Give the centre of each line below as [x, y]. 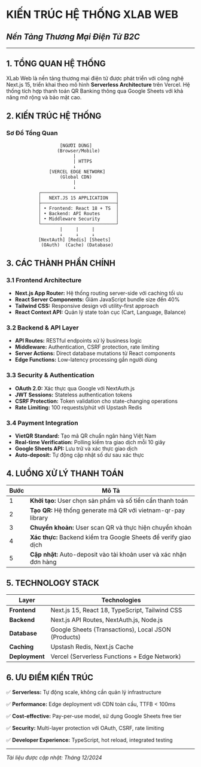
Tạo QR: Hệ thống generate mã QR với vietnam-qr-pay [107, 510]
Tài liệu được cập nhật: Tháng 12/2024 [54, 757]
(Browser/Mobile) [79, 151]
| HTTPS [83, 161]
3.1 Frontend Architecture [44, 280]
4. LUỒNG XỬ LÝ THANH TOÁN [65, 474]
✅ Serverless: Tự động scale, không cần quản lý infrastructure [84, 692]
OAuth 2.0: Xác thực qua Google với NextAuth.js [75, 388]
